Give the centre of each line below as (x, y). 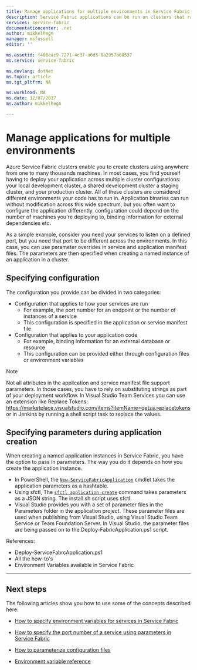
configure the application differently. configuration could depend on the (93, 210)
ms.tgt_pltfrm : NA (28, 82)
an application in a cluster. (38, 259)
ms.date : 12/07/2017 (31, 98)
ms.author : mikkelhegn (34, 104)
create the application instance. (44, 468)
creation (22, 442)
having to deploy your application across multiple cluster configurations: (93, 179)
